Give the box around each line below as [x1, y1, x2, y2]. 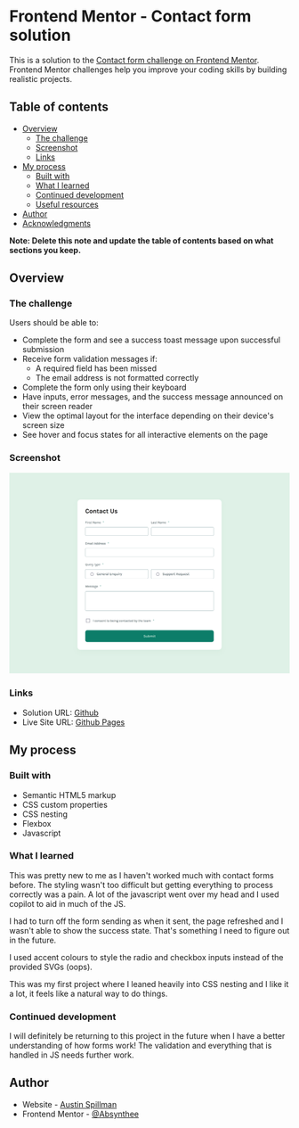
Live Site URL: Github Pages [21, 716, 125, 728]
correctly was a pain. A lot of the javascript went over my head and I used [9, 889, 279, 900]
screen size [21, 420, 65, 431]
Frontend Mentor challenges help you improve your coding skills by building [9, 64, 287, 75]
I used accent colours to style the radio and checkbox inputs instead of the [9, 951, 284, 962]
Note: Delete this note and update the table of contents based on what [9, 235, 274, 246]
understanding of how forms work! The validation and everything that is [9, 1041, 272, 1051]
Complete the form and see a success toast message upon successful [21, 334, 281, 345]
